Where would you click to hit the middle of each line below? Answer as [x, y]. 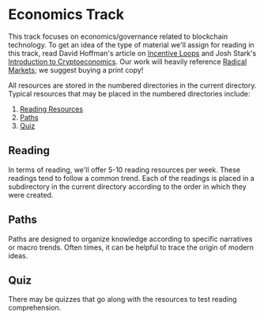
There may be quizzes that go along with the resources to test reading [123, 299]
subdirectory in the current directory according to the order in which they [127, 186]
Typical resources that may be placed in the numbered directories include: [129, 93]
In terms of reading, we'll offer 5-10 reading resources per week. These [124, 169]
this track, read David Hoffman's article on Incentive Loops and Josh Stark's [132, 53]
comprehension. [35, 308]
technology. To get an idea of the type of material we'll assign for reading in [131, 44]
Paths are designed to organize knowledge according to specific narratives [130, 239]
